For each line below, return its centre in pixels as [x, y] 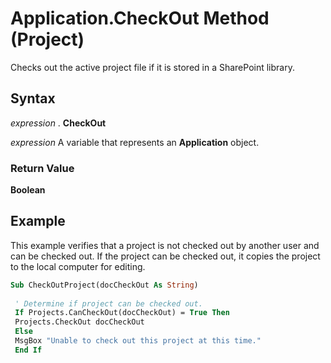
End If [28, 350]
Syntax [33, 98]
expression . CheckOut [58, 123]
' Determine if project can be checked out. [108, 303]
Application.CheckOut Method [140, 18]
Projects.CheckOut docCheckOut [79, 322]
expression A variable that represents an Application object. [135, 142]
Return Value [42, 168]
